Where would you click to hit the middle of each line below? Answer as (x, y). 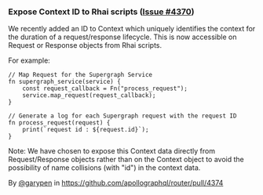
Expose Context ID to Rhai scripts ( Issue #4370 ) (101, 12)
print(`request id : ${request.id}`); (86, 130)
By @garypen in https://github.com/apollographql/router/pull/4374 (116, 183)
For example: (29, 60)
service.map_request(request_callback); (89, 96)
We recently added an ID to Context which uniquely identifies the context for (132, 29)
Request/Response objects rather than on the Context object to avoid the (126, 160)
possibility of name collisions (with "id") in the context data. (104, 168)
